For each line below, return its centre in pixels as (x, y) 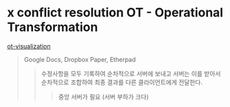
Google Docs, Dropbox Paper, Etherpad (80, 59)
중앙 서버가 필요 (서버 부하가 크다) (103, 97)
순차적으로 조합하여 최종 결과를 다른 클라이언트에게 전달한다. (122, 82)
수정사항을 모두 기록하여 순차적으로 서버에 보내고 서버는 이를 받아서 (131, 73)
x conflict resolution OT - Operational (115, 13)
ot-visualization (29, 46)
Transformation (53, 27)
